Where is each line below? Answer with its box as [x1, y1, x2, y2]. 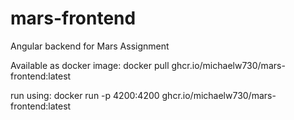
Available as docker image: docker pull [10, 59, 170, 71]
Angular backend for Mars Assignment [10, 40, 170, 52]
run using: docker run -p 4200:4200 [10, 89, 160, 101]
